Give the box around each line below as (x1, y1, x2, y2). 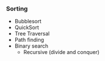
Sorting (6, 5, 28, 13)
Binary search (14, 42, 49, 49)
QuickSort (14, 24, 39, 31)
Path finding (14, 37, 45, 44)
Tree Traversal (14, 30, 50, 37)
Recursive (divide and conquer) (23, 49, 100, 56)
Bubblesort (14, 18, 42, 25)
